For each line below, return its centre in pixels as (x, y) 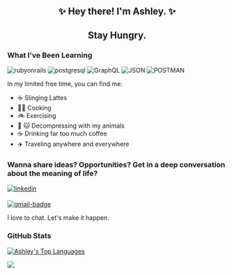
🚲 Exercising (37, 116)
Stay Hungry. (117, 35)
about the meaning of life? (53, 173)
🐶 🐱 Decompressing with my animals (71, 126)
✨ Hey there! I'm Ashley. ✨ (117, 12)
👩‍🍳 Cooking (34, 108)
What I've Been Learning (50, 55)
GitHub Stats (29, 236)
